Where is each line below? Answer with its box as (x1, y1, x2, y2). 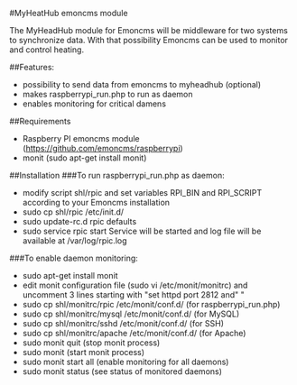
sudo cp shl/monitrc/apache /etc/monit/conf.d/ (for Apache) (22, 328, 246, 338)
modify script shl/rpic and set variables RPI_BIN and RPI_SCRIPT (22, 188, 263, 197)
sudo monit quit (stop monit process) (22, 337, 161, 348)
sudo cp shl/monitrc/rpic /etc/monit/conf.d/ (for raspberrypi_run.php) (22, 299, 281, 309)
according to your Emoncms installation (22, 197, 170, 207)
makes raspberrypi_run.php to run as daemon (22, 89, 193, 99)
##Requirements (9, 116, 71, 126)
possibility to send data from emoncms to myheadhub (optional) (22, 79, 262, 89)
